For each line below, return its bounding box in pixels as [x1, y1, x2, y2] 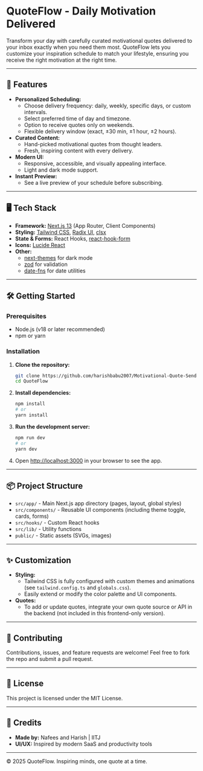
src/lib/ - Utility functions [14, 526, 82, 533]
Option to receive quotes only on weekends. [24, 121, 134, 128]
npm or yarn [14, 332, 46, 340]
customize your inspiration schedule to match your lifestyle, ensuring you [6, 50, 189, 57]
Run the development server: [14, 423, 91, 430]
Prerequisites [6, 312, 47, 320]
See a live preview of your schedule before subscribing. [24, 179, 163, 186]
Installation [6, 347, 40, 356]
